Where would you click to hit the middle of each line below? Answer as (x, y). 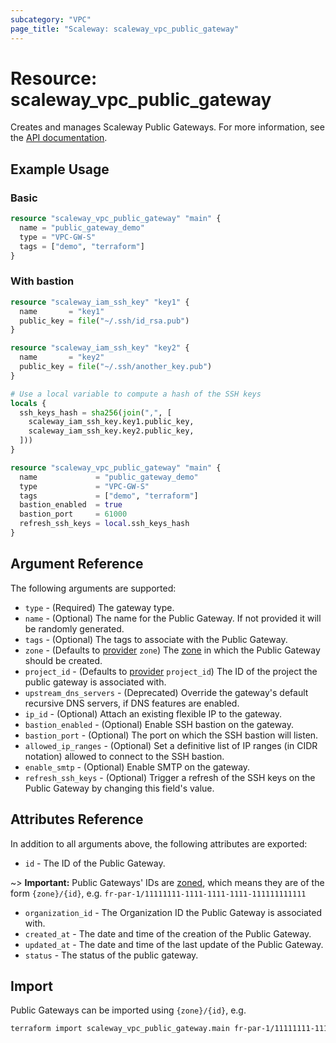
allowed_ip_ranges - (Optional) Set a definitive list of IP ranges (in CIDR (171, 745)
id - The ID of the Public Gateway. (95, 863)
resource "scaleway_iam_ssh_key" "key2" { (100, 348)
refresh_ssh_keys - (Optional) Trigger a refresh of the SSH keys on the (170, 777)
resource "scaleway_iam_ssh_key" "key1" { (100, 302)
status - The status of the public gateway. (111, 955)
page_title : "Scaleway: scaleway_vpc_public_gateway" (125, 29)
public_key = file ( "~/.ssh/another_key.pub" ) (116, 367)
